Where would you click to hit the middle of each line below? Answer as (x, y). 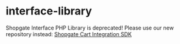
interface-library (49, 11)
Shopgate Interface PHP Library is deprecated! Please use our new (90, 28)
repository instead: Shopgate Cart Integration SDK (69, 34)
